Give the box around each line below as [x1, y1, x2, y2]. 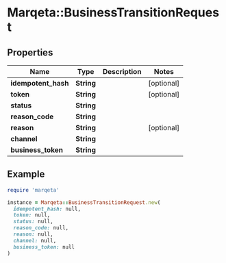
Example [7, 168, 45, 180]
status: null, [13, 218, 53, 225]
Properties [7, 47, 53, 58]
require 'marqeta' [7, 186, 60, 193]
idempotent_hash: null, [13, 205, 81, 212]
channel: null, [13, 237, 57, 244]
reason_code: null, [13, 225, 69, 231]
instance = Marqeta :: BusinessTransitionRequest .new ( [7, 199, 161, 206]
